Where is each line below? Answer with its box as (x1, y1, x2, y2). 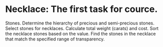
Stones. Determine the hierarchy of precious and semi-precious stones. (5, 20, 155, 26)
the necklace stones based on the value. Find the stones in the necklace (5, 30, 156, 36)
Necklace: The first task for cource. (5, 3, 158, 15)
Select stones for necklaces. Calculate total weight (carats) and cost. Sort (5, 25, 159, 31)
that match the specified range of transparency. (5, 36, 105, 42)
